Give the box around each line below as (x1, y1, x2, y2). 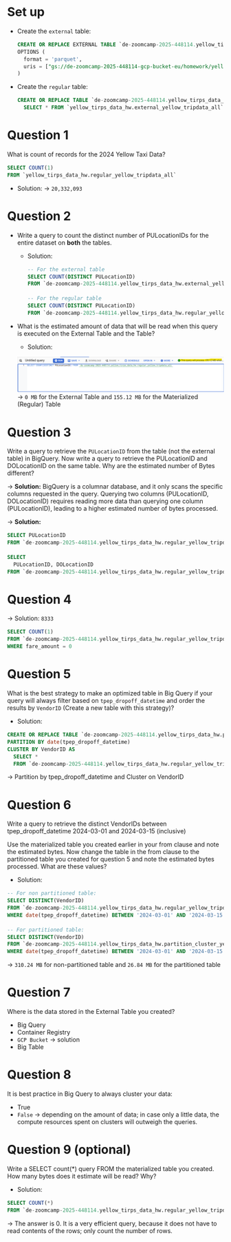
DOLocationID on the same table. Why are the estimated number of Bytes (7, 462, 215, 470)
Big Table (16, 1043, 44, 1051)
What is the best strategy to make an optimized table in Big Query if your (7, 689, 213, 698)
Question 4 (7, 591, 72, 607)
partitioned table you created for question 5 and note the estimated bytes (7, 855, 214, 864)
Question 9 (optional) (7, 1142, 132, 1158)
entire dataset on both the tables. (16, 238, 112, 247)
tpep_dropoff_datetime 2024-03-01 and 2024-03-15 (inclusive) (7, 827, 186, 835)
